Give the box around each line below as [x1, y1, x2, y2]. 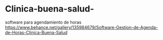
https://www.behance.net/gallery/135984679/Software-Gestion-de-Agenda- [5, 24, 158, 30]
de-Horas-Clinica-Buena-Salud [5, 29, 68, 35]
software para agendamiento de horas [5, 19, 81, 25]
